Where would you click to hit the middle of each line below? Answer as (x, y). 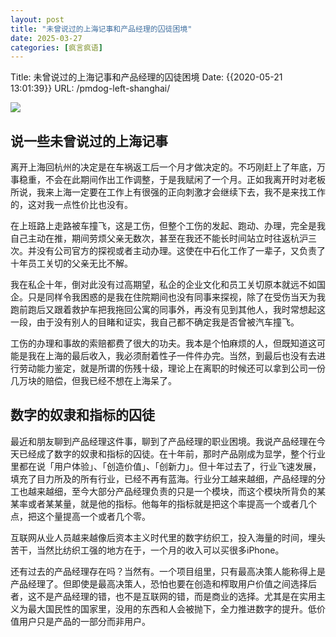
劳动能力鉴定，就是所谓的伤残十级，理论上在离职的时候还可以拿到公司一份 (172, 368)
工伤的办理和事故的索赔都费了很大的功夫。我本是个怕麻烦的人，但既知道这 (163, 343)
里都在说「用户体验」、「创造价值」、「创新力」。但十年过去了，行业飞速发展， (166, 466)
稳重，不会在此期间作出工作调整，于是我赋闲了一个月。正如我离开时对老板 (172, 180)
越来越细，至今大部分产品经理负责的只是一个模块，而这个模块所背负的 (172, 491)
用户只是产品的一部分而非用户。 (84, 621)
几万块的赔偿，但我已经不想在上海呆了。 (93, 381)
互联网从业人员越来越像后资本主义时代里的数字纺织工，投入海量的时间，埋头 (168, 537)
